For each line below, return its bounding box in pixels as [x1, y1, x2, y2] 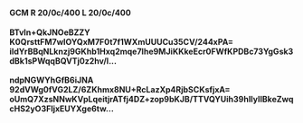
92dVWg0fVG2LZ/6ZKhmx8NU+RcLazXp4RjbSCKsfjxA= [9, 84, 231, 95]
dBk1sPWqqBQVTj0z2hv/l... [9, 56, 118, 66]
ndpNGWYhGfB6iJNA [9, 75, 94, 85]
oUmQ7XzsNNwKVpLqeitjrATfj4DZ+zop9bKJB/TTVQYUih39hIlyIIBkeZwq [9, 94, 294, 105]
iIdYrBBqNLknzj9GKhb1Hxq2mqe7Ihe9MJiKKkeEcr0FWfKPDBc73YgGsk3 [9, 46, 294, 57]
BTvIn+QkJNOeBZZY [9, 27, 90, 38]
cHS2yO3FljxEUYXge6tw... [9, 103, 115, 114]
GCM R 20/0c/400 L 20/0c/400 [9, 7, 131, 18]
